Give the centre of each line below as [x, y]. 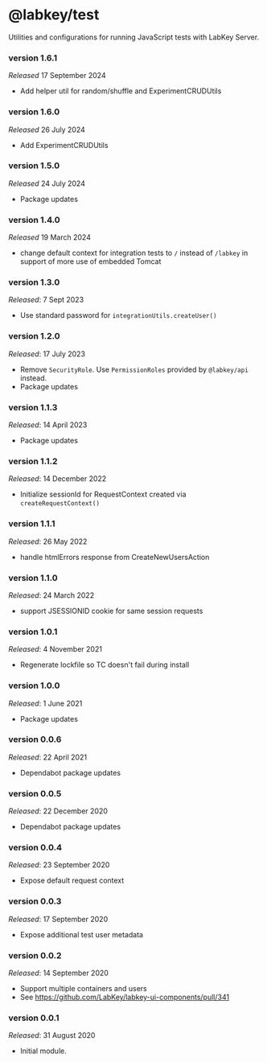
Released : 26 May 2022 [48, 541]
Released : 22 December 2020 [58, 811]
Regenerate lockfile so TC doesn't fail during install [105, 665]
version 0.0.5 [35, 793]
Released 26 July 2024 [47, 130]
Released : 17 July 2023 [47, 354]
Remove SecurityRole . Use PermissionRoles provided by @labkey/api [134, 369]
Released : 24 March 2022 [51, 595]
